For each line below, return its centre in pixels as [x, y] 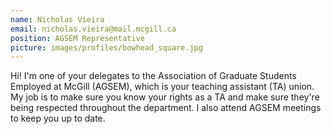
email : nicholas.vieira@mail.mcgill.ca [93, 29]
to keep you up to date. [58, 118]
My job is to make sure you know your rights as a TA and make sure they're [165, 97]
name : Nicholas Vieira [57, 19]
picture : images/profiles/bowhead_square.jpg [106, 47]
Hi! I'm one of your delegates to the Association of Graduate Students [153, 76]
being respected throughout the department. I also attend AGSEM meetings [166, 108]
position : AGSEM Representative [77, 38]
